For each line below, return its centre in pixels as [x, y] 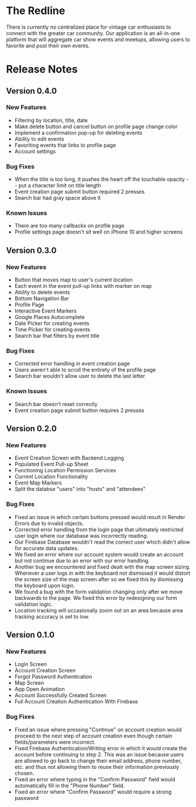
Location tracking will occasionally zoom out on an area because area [99, 610]
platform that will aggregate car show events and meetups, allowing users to [98, 39]
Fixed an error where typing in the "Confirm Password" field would [95, 779]
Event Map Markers [38, 483]
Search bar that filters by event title [57, 336]
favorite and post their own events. [48, 46]
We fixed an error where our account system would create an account [99, 554]
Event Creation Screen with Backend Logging [69, 458]
